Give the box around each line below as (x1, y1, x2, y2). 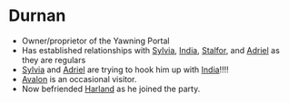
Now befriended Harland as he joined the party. (21, 83, 201, 94)
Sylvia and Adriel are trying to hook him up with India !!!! (21, 64, 229, 75)
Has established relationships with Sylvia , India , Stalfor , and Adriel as (21, 44, 281, 55)
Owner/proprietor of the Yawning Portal (21, 35, 170, 46)
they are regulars (21, 54, 86, 65)
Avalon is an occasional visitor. (21, 73, 137, 84)
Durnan (8, 5, 66, 26)
